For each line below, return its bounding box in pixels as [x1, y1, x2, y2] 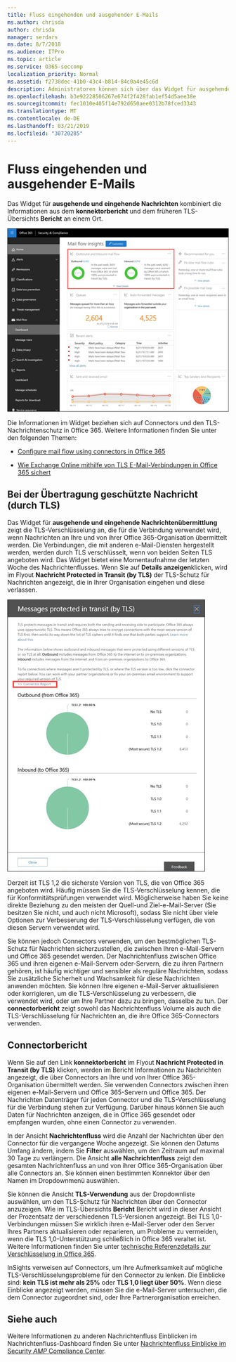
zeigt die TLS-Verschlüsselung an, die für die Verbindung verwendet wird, [7, 526, 221, 534]
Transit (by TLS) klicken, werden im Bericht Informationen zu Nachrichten [7, 1065, 221, 1074]
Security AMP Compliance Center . [7, 1347, 107, 1356]
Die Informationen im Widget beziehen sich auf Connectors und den [7, 419, 204, 427]
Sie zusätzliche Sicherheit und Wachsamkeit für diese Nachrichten [7, 974, 200, 982]
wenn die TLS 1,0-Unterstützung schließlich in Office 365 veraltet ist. [7, 1234, 207, 1243]
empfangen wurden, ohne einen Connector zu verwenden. [7, 1117, 177, 1126]
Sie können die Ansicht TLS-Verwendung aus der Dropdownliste [7, 1190, 195, 1198]
